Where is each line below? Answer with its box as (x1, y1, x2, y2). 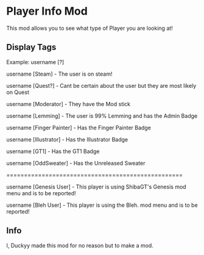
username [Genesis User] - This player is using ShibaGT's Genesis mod (6, 183, 187, 190)
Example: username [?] (6, 58, 65, 65)
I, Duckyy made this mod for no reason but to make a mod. (6, 242, 153, 249)
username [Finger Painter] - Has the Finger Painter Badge (6, 124, 151, 131)
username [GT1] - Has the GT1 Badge (6, 148, 100, 155)
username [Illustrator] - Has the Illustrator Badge (6, 135, 128, 143)
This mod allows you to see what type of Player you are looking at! (6, 24, 174, 32)
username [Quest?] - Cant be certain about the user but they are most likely (6, 82, 197, 89)
